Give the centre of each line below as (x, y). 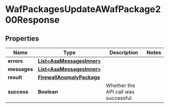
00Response (32, 20)
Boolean (48, 92)
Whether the (120, 85)
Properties (22, 38)
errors (15, 61)
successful (119, 98)
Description (124, 52)
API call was (120, 92)
